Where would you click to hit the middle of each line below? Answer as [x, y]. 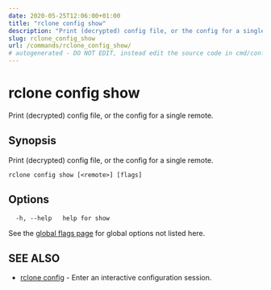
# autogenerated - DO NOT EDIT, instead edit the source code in [120, 53]
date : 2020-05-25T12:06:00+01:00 [65, 16]
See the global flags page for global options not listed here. [107, 233]
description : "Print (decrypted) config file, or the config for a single [137, 31]
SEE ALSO [34, 258]
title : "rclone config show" [57, 23]
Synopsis [32, 141]
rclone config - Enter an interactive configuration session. [116, 278]
